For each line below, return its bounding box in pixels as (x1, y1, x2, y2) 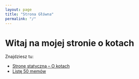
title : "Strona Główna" (5, 12, 54, 17)
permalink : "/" (5, 16, 36, 21)
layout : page (5, 7, 32, 12)
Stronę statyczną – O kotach (12, 63, 70, 69)
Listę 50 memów (12, 68, 46, 74)
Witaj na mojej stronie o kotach (5, 37, 135, 49)
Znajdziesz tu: (5, 53, 34, 59)
